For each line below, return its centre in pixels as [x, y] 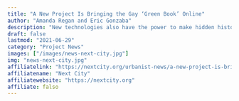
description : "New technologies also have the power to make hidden [111, 27]
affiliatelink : [30, 67]
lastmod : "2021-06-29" [41, 41]
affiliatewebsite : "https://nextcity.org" [71, 80]
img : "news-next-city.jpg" [47, 60]
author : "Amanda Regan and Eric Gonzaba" [70, 21]
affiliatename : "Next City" [49, 73]
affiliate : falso [33, 87]
